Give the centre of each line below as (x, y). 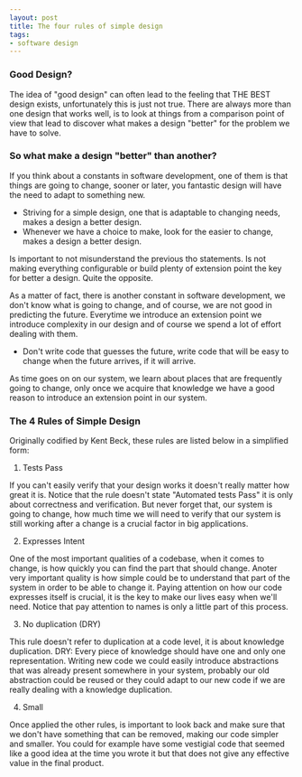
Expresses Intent (54, 541)
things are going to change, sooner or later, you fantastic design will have (146, 185)
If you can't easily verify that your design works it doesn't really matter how (150, 485)
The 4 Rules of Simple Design (75, 421)
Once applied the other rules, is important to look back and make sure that (147, 725)
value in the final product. (57, 763)
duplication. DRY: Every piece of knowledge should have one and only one (147, 651)
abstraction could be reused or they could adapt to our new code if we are (147, 680)
